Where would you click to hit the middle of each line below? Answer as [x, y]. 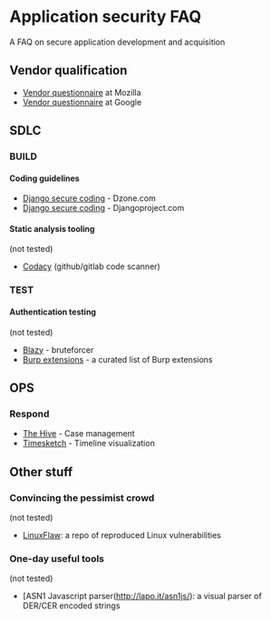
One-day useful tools [57, 558]
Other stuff [41, 471]
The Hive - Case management [78, 434]
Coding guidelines [44, 178]
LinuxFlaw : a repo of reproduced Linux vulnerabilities [122, 535]
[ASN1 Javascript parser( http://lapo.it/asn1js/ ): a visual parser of [142, 596]
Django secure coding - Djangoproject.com [103, 208]
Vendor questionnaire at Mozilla [82, 92]
